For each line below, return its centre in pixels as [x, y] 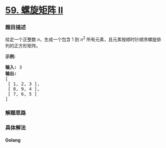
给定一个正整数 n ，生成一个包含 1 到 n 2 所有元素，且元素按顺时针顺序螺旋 [81, 39]
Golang [13, 140]
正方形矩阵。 [27, 46]
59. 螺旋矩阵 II [34, 10]
